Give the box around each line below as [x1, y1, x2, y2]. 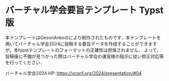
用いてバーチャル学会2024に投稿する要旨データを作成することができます [5, 40, 157, 46]
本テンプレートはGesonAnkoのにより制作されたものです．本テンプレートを [5, 34, 161, 40]
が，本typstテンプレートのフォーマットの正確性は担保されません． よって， [5, 47, 161, 53]
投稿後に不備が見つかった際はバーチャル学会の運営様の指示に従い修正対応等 [5, 53, 164, 59]
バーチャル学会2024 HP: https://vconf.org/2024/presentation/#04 [5, 70, 142, 76]
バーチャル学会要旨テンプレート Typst [5, 4, 163, 16]
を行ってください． [5, 59, 45, 65]
